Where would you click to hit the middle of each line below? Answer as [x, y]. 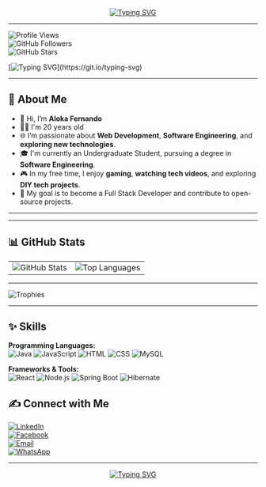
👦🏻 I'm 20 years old [52, 126]
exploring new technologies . [68, 144]
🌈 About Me [38, 99]
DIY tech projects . [50, 184]
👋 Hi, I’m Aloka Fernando [61, 119]
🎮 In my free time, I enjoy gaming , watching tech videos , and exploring [138, 173]
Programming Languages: [52, 345]
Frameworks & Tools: [44, 369]
